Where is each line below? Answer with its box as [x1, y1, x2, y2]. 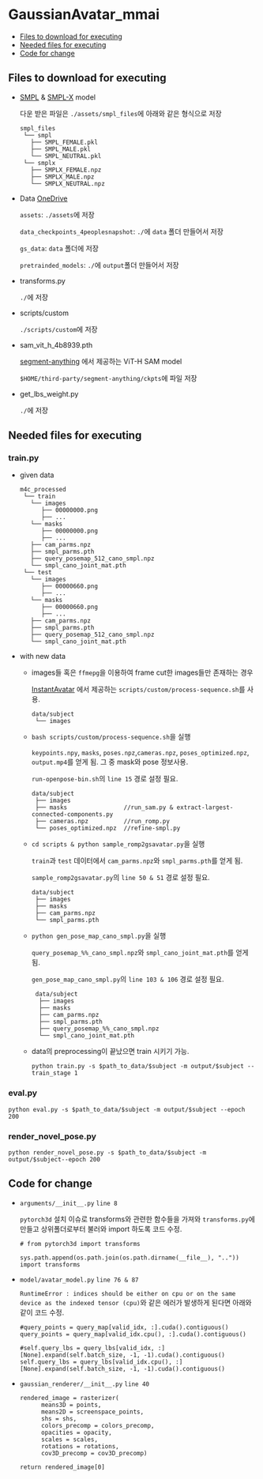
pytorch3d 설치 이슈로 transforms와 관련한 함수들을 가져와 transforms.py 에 [19, 1214, 255, 1224]
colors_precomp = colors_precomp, [40, 1421, 155, 1429]
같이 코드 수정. [19, 1308, 65, 1317]
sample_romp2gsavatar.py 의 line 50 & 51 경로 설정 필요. [31, 873, 211, 883]
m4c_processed [19, 486, 66, 494]
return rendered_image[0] [19, 1463, 105, 1471]
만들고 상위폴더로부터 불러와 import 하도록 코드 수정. [19, 1224, 182, 1233]
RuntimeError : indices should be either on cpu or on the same [19, 1289, 236, 1297]
